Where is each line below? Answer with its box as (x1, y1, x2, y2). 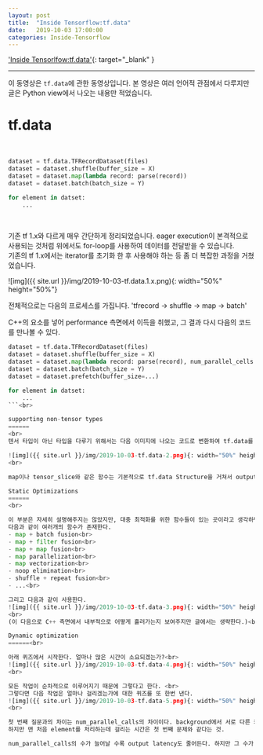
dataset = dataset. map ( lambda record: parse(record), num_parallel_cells (8, 358, 254, 366)
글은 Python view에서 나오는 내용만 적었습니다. (8, 88, 153, 98)
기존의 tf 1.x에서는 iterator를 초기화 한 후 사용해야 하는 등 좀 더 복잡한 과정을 (8, 251, 240, 260)
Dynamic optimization (8, 632, 79, 640)
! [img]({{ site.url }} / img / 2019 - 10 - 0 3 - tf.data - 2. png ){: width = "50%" (8, 451, 236, 460)
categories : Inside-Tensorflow (8, 33, 110, 42)
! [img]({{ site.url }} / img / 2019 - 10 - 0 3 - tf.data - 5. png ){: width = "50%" (8, 697, 236, 705)
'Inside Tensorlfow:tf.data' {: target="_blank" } (8, 55, 155, 64)
